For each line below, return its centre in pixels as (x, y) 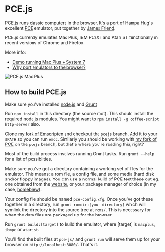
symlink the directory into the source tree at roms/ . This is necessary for (78, 209)
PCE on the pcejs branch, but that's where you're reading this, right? (75, 144)
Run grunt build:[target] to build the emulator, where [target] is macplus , (80, 224)
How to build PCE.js (36, 92)
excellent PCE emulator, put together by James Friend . (60, 28)
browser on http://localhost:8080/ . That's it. (52, 244)
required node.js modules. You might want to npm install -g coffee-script (82, 119)
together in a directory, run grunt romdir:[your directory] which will (76, 204)
